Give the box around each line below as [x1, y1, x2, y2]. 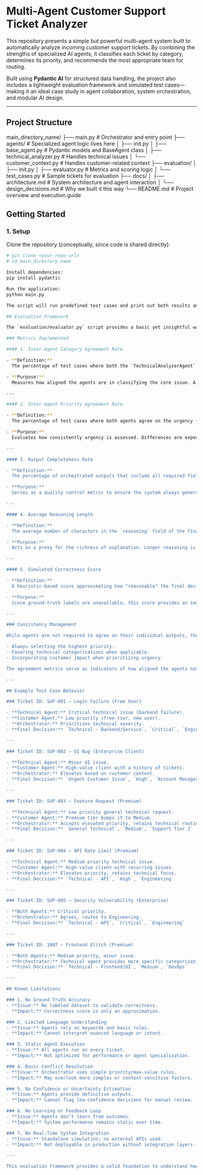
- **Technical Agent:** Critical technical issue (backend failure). [6, 710, 185, 716]
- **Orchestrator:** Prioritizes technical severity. [6, 721, 145, 727]
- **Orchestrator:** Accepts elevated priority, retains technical [6, 820, 180, 826]
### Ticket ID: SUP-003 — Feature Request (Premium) [6, 798, 142, 804]
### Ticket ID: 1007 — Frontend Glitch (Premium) [6, 941, 134, 948]
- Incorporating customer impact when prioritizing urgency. [6, 655, 164, 661]
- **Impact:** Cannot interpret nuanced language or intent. [6, 1030, 164, 1037]
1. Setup [6, 227, 30, 236]
